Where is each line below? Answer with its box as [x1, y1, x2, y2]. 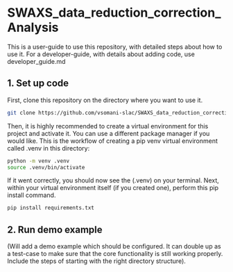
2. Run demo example [7, 223, 103, 235]
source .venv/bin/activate [7, 164, 85, 171]
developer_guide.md [7, 57, 66, 65]
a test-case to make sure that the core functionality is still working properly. [7, 250, 223, 258]
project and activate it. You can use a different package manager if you [7, 129, 210, 137]
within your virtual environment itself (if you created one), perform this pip [7, 184, 218, 192]
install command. [7, 191, 56, 199]
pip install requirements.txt [7, 205, 95, 212]
